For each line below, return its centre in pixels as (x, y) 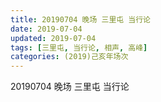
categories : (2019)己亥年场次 (69, 57)
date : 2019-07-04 (46, 29)
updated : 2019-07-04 (53, 38)
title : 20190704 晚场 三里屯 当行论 (80, 19)
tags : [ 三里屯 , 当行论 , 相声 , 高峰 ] (79, 47)
